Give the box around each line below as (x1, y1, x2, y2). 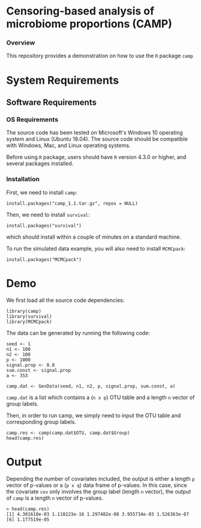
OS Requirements (6, 115, 59, 124)
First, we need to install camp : (6, 189, 78, 196)
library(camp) (6, 308, 42, 314)
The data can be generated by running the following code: (6, 329, 150, 336)
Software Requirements (6, 98, 97, 108)
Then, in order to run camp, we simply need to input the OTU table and (6, 412, 181, 419)
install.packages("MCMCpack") (6, 256, 82, 263)
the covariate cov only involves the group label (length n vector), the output (6, 488, 191, 495)
